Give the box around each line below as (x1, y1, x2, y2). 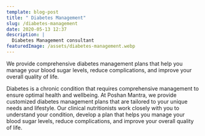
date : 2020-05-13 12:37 (6, 26, 67, 32)
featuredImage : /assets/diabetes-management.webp (6, 43, 136, 50)
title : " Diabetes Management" (6, 15, 86, 21)
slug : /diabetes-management (6, 20, 78, 26)
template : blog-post (6, 9, 59, 15)
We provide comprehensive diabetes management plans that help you (6, 59, 183, 67)
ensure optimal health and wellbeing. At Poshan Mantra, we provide (6, 91, 177, 99)
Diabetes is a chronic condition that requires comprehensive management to (6, 85, 199, 92)
